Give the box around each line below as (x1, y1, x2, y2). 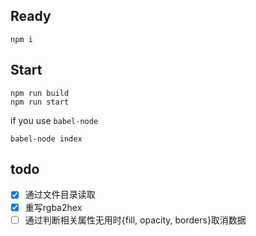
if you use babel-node (10, 114, 99, 126)
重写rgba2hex (24, 201, 83, 213)
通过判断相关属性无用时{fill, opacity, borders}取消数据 (24, 214, 247, 226)
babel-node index (10, 134, 83, 144)
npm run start (10, 97, 70, 107)
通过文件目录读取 (24, 189, 96, 201)
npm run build (10, 88, 70, 98)
